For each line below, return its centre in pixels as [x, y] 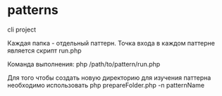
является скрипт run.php [45, 50]
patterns [33, 10]
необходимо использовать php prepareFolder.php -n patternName [106, 85]
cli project [22, 29]
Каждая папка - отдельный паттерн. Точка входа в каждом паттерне [111, 43]
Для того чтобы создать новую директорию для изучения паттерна [109, 77]
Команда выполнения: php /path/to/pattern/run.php [84, 64]
